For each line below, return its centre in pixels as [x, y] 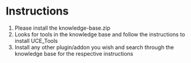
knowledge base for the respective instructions [74, 53]
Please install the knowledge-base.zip [62, 28]
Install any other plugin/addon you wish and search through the [94, 47]
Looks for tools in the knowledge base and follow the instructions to [100, 34]
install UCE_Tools [36, 41]
